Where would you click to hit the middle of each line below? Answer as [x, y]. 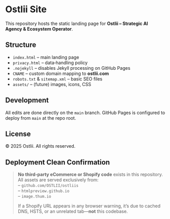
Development [27, 100]
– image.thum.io [34, 196]
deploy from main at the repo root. [41, 118]
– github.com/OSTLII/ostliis [48, 185]
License [18, 134]
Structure [21, 45]
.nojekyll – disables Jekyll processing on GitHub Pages [72, 68]
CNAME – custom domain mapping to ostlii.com [61, 73]
